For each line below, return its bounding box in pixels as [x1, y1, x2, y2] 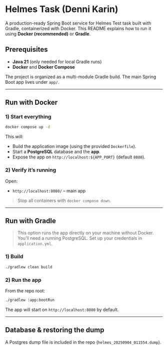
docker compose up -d [5, 124, 50, 130]
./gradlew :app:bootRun [5, 297, 55, 302]
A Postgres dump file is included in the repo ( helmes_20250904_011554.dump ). [5, 339, 161, 345]
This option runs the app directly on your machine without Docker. [17, 230, 154, 236]
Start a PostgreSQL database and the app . [12, 149, 101, 155]
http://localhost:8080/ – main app [12, 188, 86, 194]
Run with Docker [5, 98, 58, 107]
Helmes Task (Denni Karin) [5, 4, 118, 15]
